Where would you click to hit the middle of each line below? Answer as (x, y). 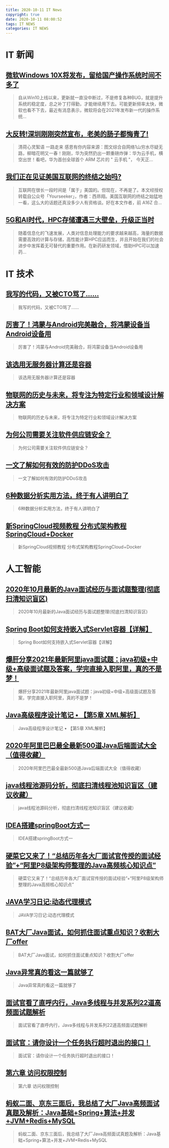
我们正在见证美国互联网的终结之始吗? (64, 177)
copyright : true (23, 15)
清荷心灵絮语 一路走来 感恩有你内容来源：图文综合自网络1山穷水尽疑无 (91, 147)
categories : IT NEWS (27, 29)
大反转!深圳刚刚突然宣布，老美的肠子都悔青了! (77, 134)
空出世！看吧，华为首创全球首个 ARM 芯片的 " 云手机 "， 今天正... (86, 159)
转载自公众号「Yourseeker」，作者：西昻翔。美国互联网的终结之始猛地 (90, 196)
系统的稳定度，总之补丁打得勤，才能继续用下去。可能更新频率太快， (88, 104)
